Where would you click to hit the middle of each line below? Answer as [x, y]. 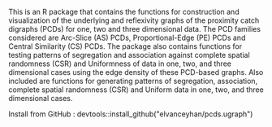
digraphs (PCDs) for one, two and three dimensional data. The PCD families [135, 29]
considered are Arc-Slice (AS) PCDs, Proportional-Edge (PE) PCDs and [127, 37]
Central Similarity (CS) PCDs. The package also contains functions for [125, 46]
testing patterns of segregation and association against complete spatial [129, 55]
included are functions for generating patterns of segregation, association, [133, 81]
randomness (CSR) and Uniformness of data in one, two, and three [120, 63]
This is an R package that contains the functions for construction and [124, 12]
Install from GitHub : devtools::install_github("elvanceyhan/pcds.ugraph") [131, 114]
